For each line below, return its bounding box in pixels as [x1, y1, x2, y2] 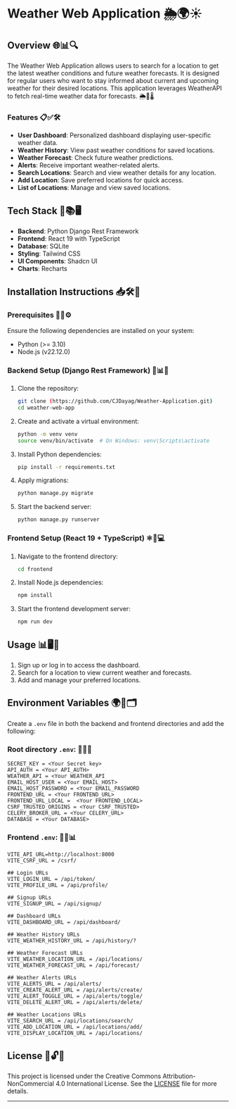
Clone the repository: [17, 384, 79, 393]
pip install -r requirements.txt [17, 463, 116, 470]
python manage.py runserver [17, 516, 100, 523]
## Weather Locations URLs [7, 1011, 86, 1018]
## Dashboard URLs [7, 913, 61, 920]
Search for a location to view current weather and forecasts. [17, 668, 192, 677]
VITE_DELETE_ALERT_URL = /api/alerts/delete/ [7, 999, 143, 1006]
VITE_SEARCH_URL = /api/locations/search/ [7, 1017, 133, 1025]
